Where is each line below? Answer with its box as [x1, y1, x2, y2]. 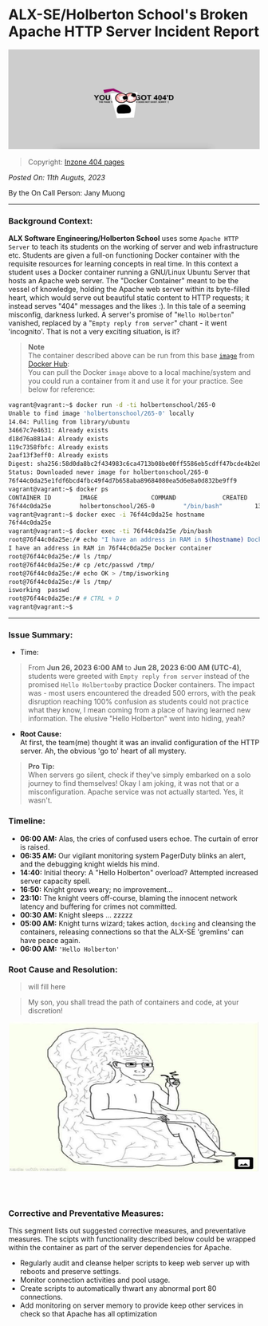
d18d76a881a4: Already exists [8, 435, 109, 443]
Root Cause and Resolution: [8, 964, 118, 975]
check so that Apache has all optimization [19, 1309, 158, 1319]
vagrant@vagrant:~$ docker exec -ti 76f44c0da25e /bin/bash [8, 527, 213, 535]
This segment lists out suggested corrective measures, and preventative [8, 1226, 246, 1236]
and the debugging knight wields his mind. [19, 859, 160, 869]
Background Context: [8, 215, 93, 227]
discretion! [27, 1006, 64, 1015]
